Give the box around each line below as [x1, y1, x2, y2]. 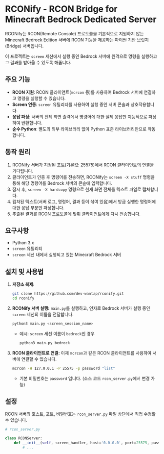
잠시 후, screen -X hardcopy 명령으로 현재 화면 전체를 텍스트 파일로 [12, 186, 142, 192]
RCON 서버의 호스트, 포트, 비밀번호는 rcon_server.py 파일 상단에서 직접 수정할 [5, 411, 156, 417]
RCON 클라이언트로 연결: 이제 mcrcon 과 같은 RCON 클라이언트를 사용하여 [12, 350, 152, 356]
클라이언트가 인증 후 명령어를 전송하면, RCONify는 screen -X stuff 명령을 [12, 174, 155, 180]
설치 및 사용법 [5, 267, 44, 276]
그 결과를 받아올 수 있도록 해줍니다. [5, 59, 72, 65]
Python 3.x [12, 240, 34, 246]
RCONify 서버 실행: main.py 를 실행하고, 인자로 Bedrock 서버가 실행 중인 [12, 305, 150, 311]
